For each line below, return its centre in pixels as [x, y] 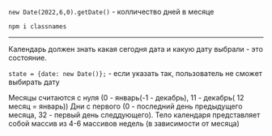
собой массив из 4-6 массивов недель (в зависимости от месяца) [124, 123]
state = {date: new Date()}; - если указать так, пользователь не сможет [136, 73]
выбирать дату [34, 82]
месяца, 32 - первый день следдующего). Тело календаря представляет [134, 115]
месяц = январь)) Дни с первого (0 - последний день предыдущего [125, 106]
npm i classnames [38, 27]
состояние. [28, 57]
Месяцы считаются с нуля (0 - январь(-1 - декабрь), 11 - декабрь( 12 [126, 98]
